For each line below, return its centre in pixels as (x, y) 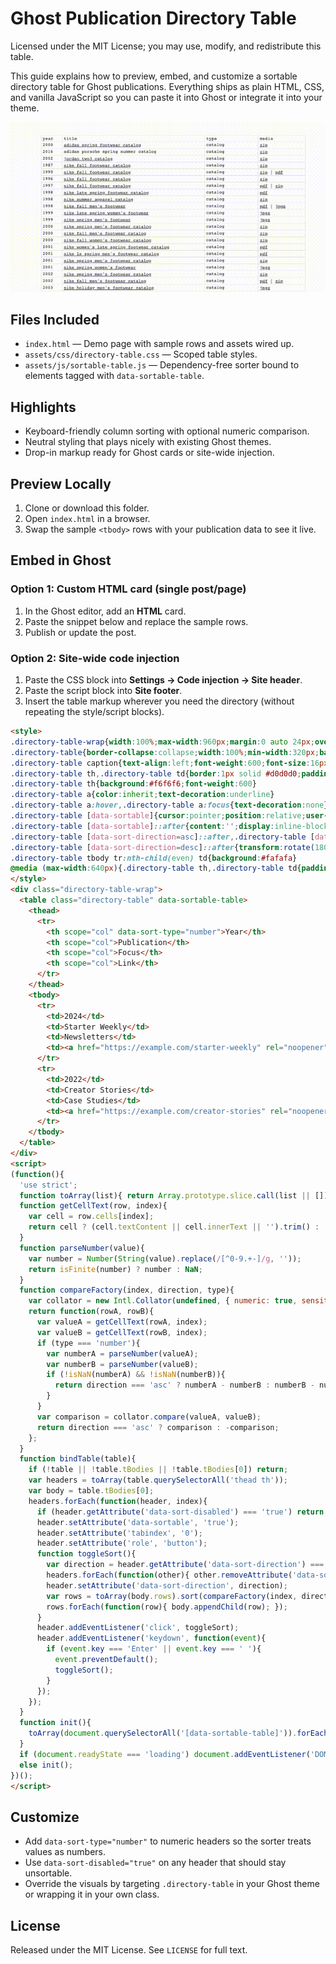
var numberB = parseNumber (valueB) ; (122, 1364)
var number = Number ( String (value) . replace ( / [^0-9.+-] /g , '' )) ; (165, 1258)
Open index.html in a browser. (87, 519)
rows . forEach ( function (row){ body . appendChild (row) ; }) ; (167, 1607)
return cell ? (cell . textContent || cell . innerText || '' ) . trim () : (174, 1227)
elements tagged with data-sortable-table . (114, 376)
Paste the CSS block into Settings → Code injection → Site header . (163, 680)
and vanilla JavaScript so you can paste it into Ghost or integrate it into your (166, 97)
